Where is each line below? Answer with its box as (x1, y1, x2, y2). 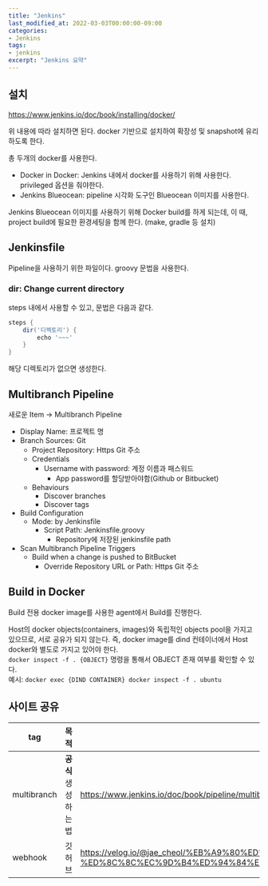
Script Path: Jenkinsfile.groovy (43, 525, 145, 534)
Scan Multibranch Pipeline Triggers (19, 543, 136, 553)
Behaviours (31, 482, 69, 492)
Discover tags (43, 499, 89, 509)
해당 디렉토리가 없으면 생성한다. (8, 364, 107, 373)
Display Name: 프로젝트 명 (19, 426, 104, 436)
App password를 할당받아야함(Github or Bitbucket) (55, 473, 219, 483)
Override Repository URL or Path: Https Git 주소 (43, 561, 199, 571)
